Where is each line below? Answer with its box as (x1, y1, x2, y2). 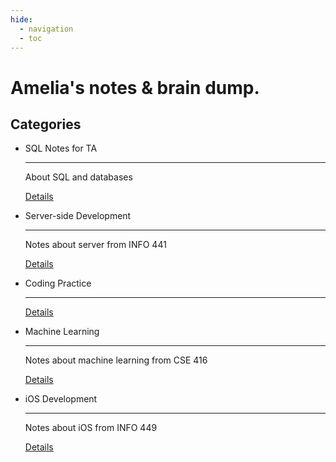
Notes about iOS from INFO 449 (24, 422, 158, 434)
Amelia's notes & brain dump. (10, 76, 260, 99)
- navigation (19, 24, 74, 34)
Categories (10, 116, 82, 133)
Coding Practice (24, 277, 92, 290)
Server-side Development (24, 210, 132, 222)
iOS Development (24, 393, 98, 405)
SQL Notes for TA (24, 142, 98, 155)
